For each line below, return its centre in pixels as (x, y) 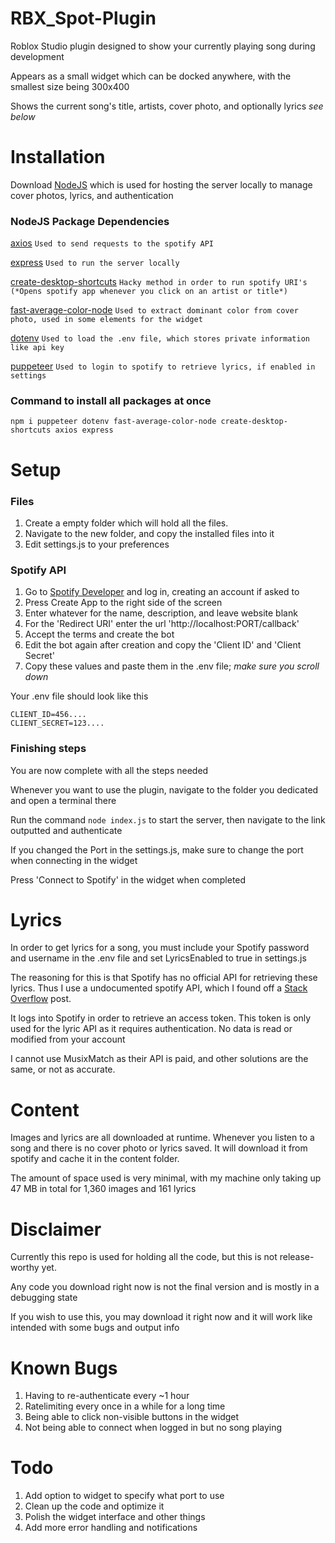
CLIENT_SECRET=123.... (57, 723)
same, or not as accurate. (63, 1069)
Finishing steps (48, 749)
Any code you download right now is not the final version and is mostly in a (165, 1287)
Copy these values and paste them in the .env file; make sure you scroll (172, 666)
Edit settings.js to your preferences (97, 544)
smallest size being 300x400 (70, 86)
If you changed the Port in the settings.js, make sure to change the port (157, 849)
